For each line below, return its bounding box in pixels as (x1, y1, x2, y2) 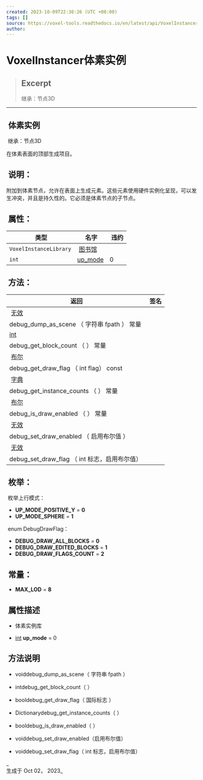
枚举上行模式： (7, 494, 45, 501)
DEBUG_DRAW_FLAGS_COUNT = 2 (14, 550, 105, 558)
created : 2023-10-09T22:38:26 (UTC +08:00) (6, 8, 118, 15)
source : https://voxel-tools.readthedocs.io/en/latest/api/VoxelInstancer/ (6, 20, 201, 26)
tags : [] (6, 15, 28, 21)
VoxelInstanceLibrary (9, 245, 71, 252)
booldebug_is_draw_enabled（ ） (14, 722, 98, 729)
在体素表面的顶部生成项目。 (6, 150, 76, 157)
